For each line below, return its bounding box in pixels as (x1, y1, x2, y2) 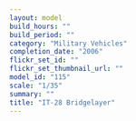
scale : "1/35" (9, 81, 63, 90)
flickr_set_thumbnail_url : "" (9, 65, 124, 74)
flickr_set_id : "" (9, 55, 79, 65)
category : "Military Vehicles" (9, 38, 128, 48)
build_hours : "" (9, 22, 71, 31)
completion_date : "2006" (9, 47, 103, 56)
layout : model (9, 13, 63, 23)
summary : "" (9, 89, 54, 98)
